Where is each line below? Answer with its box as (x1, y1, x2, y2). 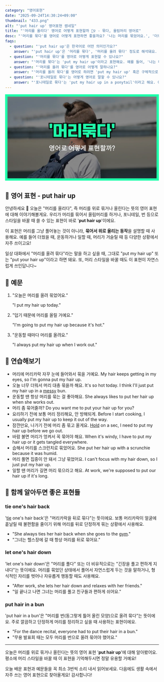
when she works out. (12, 399, 55, 405)
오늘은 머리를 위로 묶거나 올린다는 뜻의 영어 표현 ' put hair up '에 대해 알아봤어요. (5, 649, 158, 655)
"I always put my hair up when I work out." (12, 342, 98, 348)
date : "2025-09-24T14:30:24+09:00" (5, 13, 78, 18)
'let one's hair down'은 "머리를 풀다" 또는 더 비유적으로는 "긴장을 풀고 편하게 (5, 560, 152, 566)
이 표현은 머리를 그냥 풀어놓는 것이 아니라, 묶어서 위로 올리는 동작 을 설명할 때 (5, 228, 150, 234)
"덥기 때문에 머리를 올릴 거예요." (12, 312, 73, 318)
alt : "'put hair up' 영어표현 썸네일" (5, 23, 77, 28)
